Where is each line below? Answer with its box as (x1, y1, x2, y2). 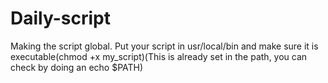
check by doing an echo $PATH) (10, 61, 144, 73)
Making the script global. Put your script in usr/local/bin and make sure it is (10, 40, 319, 52)
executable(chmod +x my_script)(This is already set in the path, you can (10, 50, 308, 62)
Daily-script (10, 7, 111, 30)
